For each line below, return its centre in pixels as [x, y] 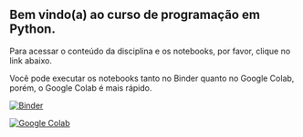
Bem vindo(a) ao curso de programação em [135, 15]
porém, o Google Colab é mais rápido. [81, 88]
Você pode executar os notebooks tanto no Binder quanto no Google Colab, [152, 78]
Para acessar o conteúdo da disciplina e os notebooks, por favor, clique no [150, 51]
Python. [33, 29]
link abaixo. [31, 60]
